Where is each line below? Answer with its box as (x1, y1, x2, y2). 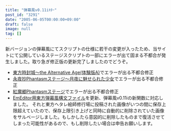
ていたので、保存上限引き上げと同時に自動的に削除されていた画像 (26, 108, 165, 114)
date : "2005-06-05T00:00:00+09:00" (5, 17, 81, 22)
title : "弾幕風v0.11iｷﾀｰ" (5, 7, 57, 13)
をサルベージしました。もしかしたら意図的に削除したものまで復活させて (12, 114, 165, 120)
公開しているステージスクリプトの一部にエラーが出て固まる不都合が (18, 52, 162, 58)
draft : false (5, 21, 33, 27)
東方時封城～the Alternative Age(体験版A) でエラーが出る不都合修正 (12, 69, 154, 75)
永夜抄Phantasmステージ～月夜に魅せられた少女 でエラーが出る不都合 (12, 76, 159, 82)
